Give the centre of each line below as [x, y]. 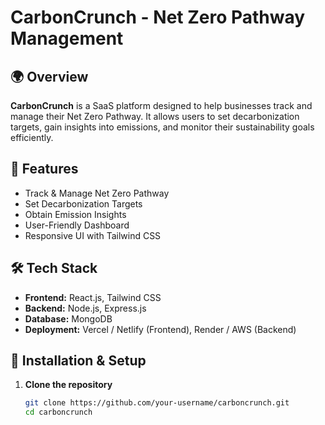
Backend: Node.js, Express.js [85, 308]
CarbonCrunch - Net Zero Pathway [158, 17]
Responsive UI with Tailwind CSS [93, 235]
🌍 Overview [49, 76]
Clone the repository [68, 385]
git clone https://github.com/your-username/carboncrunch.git [157, 403]
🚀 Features [44, 169]
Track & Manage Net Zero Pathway [97, 193]
